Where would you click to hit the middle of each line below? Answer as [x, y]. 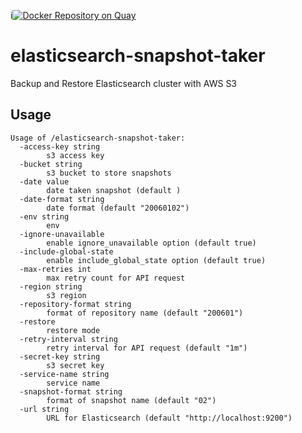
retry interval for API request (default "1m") [147, 348]
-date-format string [62, 199]
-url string [44, 409]
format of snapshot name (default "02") [131, 400]
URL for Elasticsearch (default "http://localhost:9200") [169, 418]
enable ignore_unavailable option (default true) [151, 243]
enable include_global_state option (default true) [156, 260]
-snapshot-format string [71, 391]
